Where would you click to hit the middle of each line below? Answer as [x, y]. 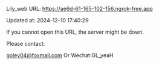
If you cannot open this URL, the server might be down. [75, 32]
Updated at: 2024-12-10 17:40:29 [47, 20]
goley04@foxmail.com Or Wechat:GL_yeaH [60, 55]
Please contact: [26, 44]
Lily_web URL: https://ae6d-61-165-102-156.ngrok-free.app [79, 9]
